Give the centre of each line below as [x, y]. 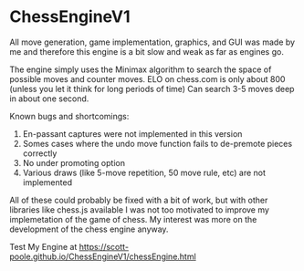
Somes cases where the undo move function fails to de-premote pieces [157, 143]
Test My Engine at [43, 246]
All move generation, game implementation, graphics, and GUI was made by [152, 42]
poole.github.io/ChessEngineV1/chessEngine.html [103, 256]
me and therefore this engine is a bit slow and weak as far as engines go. [147, 51]
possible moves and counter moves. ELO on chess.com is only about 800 [147, 78]
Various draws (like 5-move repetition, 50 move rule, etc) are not [144, 172]
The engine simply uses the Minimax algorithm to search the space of [141, 69]
